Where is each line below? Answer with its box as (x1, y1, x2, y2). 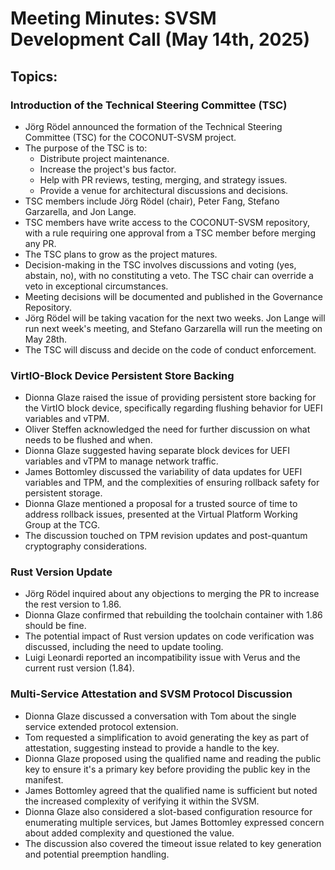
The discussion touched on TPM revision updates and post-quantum (24, 530, 308, 542)
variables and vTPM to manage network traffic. (24, 455, 219, 467)
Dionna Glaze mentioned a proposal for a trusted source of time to (24, 498, 298, 510)
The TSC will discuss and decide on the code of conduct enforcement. (24, 343, 317, 356)
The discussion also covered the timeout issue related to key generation (24, 837, 322, 849)
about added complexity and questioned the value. (24, 827, 235, 839)
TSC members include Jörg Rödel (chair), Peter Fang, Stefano (24, 195, 280, 207)
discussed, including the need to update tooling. (24, 641, 224, 653)
